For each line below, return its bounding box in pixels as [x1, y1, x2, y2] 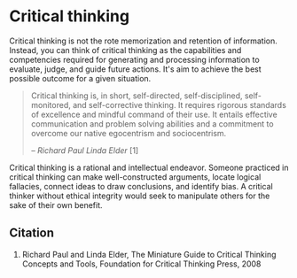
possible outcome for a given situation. [9, 73, 152, 83]
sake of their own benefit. [9, 199, 104, 210]
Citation [9, 226, 55, 241]
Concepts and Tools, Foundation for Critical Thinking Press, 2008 [21, 259, 262, 269]
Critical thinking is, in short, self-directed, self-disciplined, [30, 90, 243, 101]
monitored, [30, 99, 71, 110]
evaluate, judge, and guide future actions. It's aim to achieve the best [9, 64, 262, 74]
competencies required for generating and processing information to [9, 54, 260, 65]
